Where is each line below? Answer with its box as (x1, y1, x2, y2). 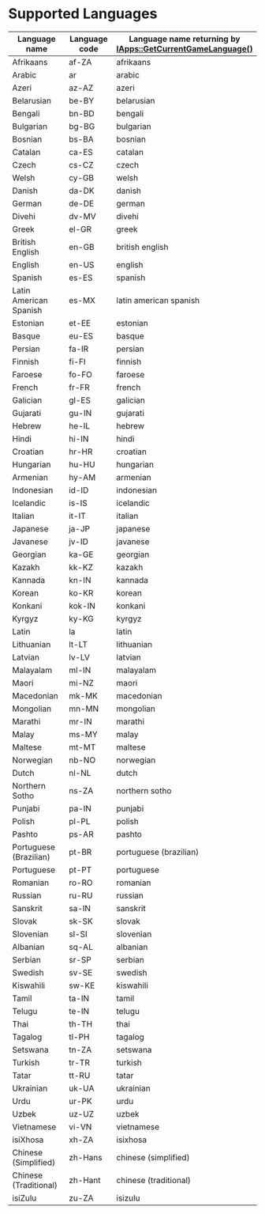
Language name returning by (129, 33, 241, 44)
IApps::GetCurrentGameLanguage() (116, 43, 253, 54)
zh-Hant (68, 1174, 101, 1186)
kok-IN (68, 600, 96, 611)
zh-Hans (68, 1152, 103, 1163)
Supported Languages (8, 5, 158, 23)
